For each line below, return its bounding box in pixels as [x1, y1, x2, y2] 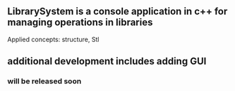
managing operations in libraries [7, 17, 153, 29]
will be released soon [7, 76, 82, 86]
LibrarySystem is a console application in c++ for [7, 6, 228, 17]
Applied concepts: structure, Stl [7, 35, 100, 43]
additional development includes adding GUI [7, 55, 207, 67]
